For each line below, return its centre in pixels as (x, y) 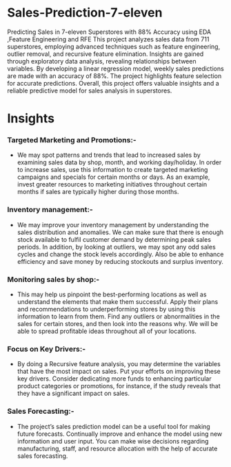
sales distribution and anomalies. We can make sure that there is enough (120, 232)
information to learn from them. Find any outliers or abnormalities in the (119, 316)
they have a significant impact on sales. (73, 393)
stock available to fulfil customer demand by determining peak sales (114, 239)
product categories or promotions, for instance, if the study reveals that (119, 386)
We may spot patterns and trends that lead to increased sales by (109, 155)
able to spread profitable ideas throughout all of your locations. (107, 331)
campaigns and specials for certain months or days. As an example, (113, 177)
